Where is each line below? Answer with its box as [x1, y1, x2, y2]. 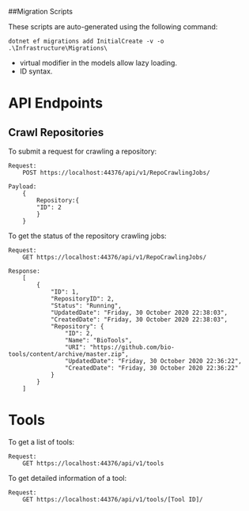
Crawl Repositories [8, 126, 104, 139]
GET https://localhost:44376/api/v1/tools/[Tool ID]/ [22, 495, 203, 503]
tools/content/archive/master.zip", [8, 350, 129, 358]
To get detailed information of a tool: [8, 473, 127, 483]
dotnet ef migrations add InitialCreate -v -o [8, 37, 164, 45]
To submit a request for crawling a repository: [8, 146, 157, 156]
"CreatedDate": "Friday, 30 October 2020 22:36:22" [64, 364, 239, 372]
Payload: [8, 183, 37, 191]
